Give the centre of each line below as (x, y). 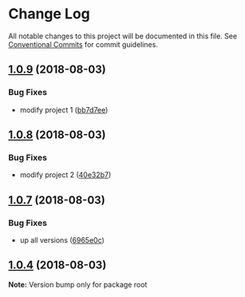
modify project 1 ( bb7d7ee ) (64, 109)
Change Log (49, 14)
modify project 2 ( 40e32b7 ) (65, 175)
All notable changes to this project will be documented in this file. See (123, 36)
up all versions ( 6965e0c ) (62, 240)
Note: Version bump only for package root (78, 284)
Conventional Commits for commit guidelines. (83, 44)
